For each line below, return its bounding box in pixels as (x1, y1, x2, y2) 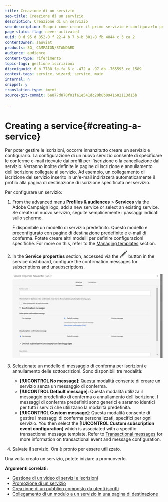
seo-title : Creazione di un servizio (5, 13, 84, 19)
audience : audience (5, 50, 46, 55)
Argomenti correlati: (5, 465, 48, 471)
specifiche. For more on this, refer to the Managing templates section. (12, 241, 156, 247)
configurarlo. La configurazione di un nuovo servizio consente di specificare (5, 153, 162, 159)
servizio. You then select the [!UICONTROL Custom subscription (19, 420, 155, 426)
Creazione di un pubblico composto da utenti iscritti (12, 485, 119, 491)
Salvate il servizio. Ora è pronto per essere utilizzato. (12, 446, 121, 452)
